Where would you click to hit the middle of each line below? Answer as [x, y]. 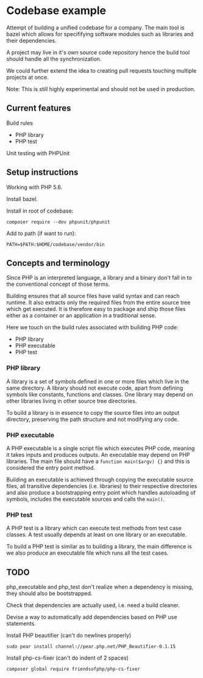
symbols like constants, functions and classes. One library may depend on [100, 394]
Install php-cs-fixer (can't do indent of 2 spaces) [68, 658]
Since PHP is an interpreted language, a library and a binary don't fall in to [99, 278]
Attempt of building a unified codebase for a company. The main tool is [95, 27]
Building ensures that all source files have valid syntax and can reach [93, 296]
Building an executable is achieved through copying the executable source [100, 479]
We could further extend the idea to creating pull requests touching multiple [101, 70]
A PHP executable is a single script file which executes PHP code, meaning [101, 448]
